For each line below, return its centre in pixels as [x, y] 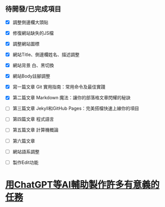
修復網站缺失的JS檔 [33, 33]
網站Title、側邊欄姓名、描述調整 [46, 54]
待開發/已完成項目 [33, 9]
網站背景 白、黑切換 [33, 65]
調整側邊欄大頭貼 [30, 22]
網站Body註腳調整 [31, 76]
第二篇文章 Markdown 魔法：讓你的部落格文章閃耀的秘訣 [71, 98]
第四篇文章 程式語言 [33, 119]
